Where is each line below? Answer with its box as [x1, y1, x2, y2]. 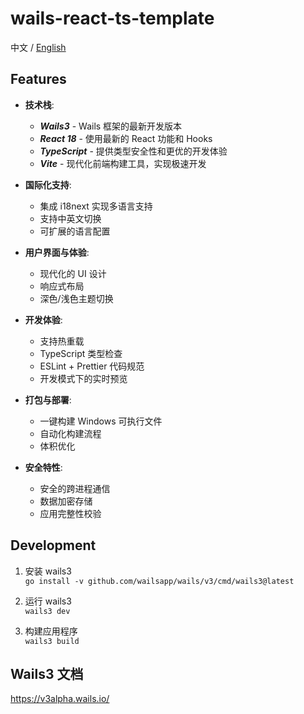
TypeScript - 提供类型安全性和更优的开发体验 [39, 145, 228, 157]
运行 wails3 [24, 595, 72, 607]
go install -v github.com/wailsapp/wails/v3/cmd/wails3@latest [24, 576, 295, 586]
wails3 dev [24, 606, 71, 616]
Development [10, 537, 97, 554]
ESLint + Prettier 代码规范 [39, 360, 145, 372]
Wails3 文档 [10, 665, 84, 682]
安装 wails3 [24, 565, 72, 577]
